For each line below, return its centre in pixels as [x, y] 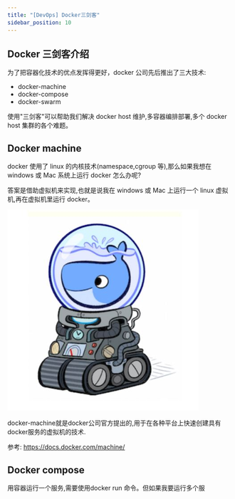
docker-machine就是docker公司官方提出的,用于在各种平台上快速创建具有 [114, 423]
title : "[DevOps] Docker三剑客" [54, 15]
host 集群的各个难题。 [40, 125]
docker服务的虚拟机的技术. [47, 432]
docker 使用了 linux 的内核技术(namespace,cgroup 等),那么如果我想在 [110, 167]
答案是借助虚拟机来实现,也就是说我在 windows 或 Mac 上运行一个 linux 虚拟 [118, 190]
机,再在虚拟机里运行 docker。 [51, 199]
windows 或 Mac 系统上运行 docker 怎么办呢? [74, 175]
